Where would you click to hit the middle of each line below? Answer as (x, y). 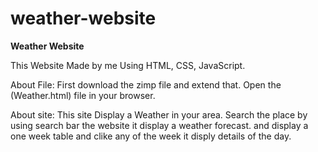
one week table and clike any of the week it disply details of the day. (151, 136)
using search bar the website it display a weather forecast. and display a (159, 125)
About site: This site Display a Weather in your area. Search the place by (159, 114)
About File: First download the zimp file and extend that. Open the (146, 84)
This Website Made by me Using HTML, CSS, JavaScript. (128, 65)
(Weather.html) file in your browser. (83, 95)
